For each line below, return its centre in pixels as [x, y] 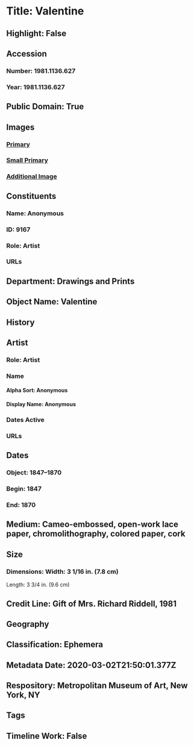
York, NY [23, 695]
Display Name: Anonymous [41, 404]
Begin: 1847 [24, 489]
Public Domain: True [45, 107]
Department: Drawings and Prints [70, 281]
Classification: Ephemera [55, 645]
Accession [27, 53]
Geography [28, 624]
